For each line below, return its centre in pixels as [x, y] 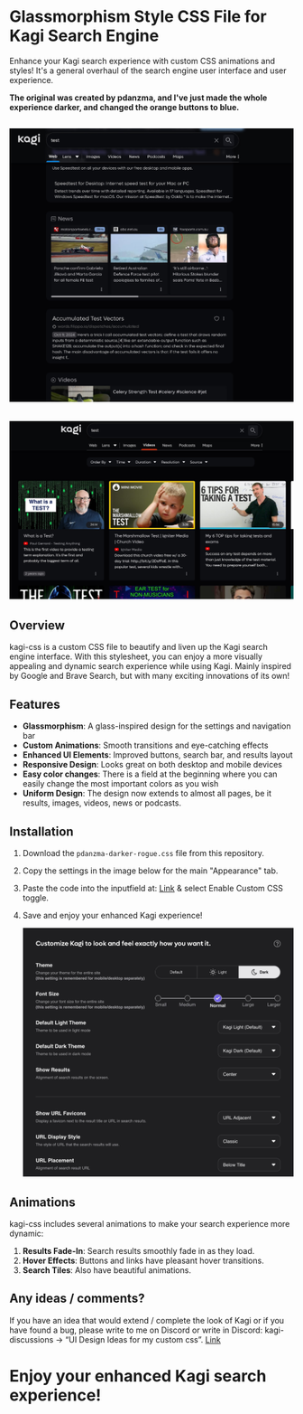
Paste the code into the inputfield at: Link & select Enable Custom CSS [153, 888]
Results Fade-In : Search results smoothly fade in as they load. [138, 1251]
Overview [37, 625]
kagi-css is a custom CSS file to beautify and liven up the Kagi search [139, 647]
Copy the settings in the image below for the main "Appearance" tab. [150, 871]
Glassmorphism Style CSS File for [138, 17]
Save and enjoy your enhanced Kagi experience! [112, 915]
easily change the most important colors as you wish [120, 784]
